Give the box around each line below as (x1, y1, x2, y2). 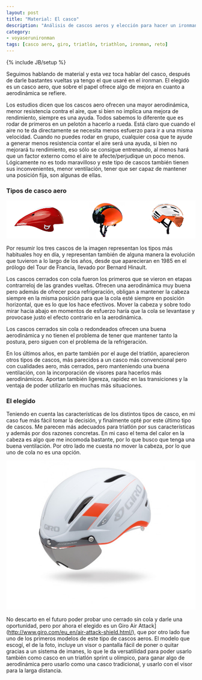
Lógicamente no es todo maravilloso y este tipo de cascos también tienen (6, 159, 189, 165)
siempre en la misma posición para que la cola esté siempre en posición (6, 295, 185, 302)
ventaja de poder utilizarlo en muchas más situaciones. (6, 382, 143, 389)
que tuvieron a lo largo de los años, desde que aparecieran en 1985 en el (6, 258, 187, 265)
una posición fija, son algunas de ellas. (6, 172, 102, 179)
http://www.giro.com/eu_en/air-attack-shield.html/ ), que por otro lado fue (8, 628, 190, 635)
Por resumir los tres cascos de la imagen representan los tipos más (6, 244, 173, 252)
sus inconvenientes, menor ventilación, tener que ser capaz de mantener (6, 165, 188, 172)
